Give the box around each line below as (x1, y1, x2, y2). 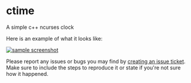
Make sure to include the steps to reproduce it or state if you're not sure (6, 64, 181, 71)
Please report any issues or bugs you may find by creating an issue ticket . (6, 58, 186, 65)
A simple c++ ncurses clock (6, 24, 74, 31)
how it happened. (6, 70, 49, 77)
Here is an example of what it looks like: (6, 35, 103, 42)
